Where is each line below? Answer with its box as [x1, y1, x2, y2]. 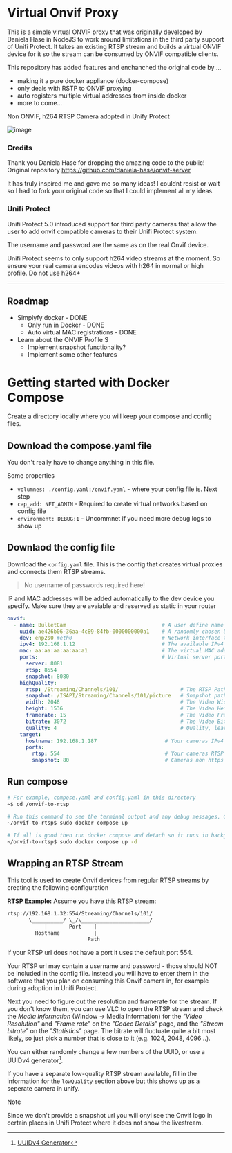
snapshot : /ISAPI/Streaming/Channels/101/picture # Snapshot [25, 692, 212, 699]
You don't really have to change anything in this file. [7, 458, 155, 467]
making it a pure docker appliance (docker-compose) [17, 76, 169, 84]
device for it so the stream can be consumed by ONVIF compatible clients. [7, 50, 219, 58]
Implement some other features [27, 350, 117, 359]
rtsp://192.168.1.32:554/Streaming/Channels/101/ [7, 910, 153, 917]
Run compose [7, 776, 68, 787]
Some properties [7, 472, 55, 480]
